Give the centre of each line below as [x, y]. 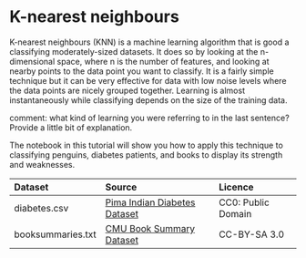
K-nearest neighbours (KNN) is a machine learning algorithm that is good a [149, 42]
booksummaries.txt [56, 234]
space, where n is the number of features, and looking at [163, 61]
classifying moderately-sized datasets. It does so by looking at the [134, 51]
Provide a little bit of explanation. [71, 127]
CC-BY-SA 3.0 [251, 234]
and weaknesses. [42, 164]
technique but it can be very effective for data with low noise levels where [148, 80]
